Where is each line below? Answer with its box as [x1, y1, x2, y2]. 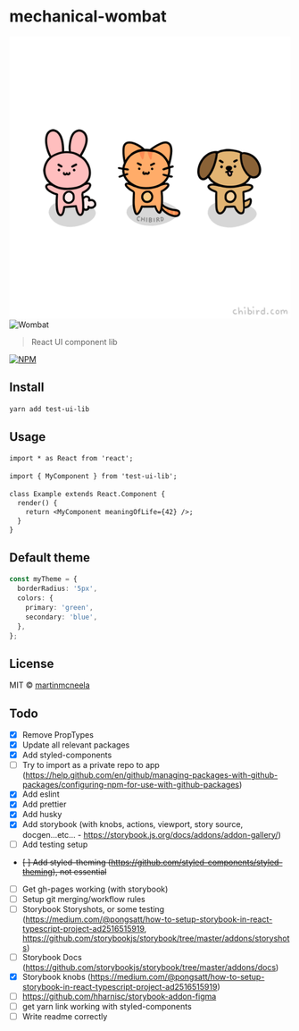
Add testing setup [21, 839, 88, 849]
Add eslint [21, 789, 60, 799]
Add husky [21, 809, 62, 820]
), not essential [52, 866, 107, 877]
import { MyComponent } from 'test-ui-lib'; [9, 472, 178, 481]
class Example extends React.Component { [9, 490, 166, 499]
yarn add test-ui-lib [9, 404, 90, 413]
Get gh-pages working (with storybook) [21, 883, 169, 894]
